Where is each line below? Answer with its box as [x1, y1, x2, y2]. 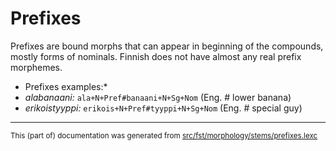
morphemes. [10, 61, 63, 73]
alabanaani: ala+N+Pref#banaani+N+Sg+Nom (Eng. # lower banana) [24, 91, 292, 103]
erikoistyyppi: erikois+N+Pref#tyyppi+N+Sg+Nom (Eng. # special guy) [24, 102, 303, 114]
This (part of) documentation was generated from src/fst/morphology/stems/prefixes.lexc [10, 130, 318, 141]
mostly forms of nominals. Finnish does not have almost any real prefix [10, 50, 302, 62]
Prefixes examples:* [24, 80, 108, 92]
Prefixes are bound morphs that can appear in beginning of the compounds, [10, 40, 324, 52]
